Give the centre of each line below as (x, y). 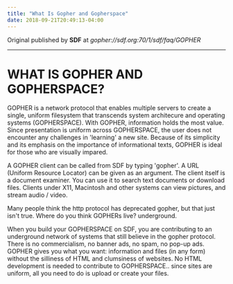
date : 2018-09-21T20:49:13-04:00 (55, 20)
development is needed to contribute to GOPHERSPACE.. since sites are (110, 266)
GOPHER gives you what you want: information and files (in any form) (106, 251)
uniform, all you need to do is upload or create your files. (88, 274)
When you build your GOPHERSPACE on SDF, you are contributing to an (110, 229)
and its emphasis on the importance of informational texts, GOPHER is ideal (115, 145)
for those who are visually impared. (58, 152)
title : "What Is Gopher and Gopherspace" (68, 14)
